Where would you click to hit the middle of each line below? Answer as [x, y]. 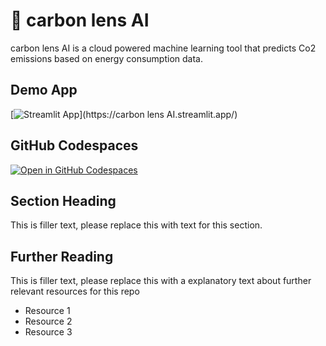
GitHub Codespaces [74, 145]
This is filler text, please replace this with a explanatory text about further [161, 281]
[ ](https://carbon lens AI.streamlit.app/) [124, 114]
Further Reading [62, 256]
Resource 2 [48, 321]
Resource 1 [47, 311]
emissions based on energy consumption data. [106, 58]
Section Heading [63, 200]
